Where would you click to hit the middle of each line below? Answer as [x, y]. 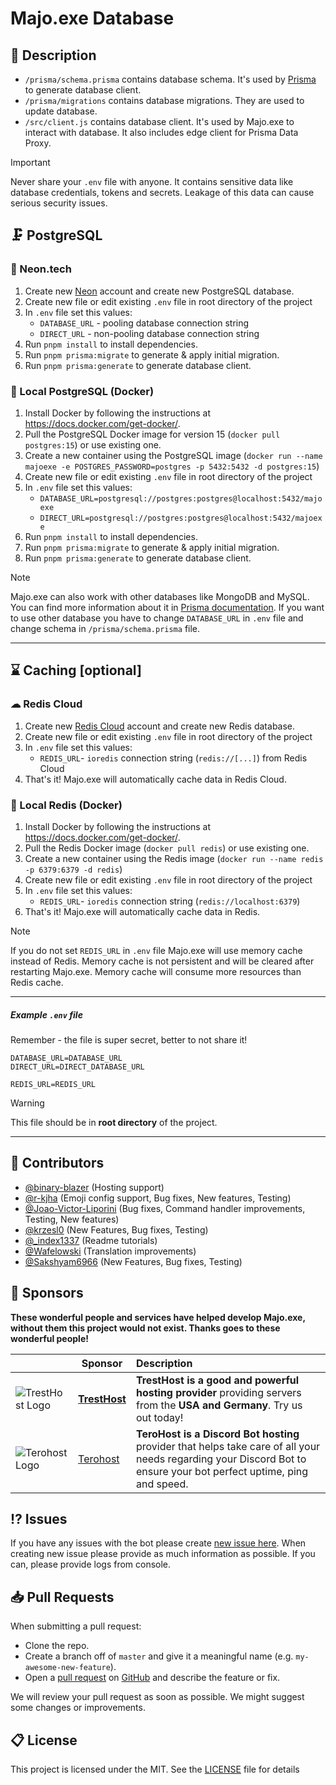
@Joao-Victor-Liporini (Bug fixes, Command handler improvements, [165, 1208]
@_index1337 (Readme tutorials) [91, 1240]
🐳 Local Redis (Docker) [66, 805]
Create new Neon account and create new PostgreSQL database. [159, 291]
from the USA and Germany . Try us [219, 1405]
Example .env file [46, 1014]
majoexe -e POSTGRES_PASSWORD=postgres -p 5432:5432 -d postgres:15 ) [172, 466]
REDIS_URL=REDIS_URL [53, 1084]
